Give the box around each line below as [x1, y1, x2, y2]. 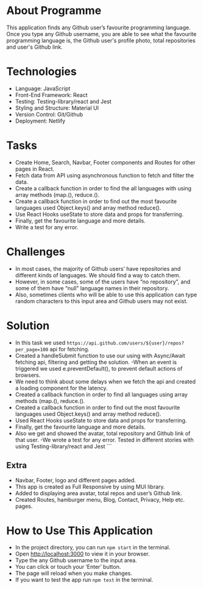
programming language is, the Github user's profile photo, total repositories [6, 37, 196, 44]
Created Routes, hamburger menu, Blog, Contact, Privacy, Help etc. [15, 496, 185, 503]
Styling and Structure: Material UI [15, 104, 99, 112]
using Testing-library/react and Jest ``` [15, 443, 112, 450]
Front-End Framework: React [15, 91, 88, 98]
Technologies [6, 65, 77, 79]
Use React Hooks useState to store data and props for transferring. [15, 210, 184, 218]
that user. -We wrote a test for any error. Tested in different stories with [15, 436, 194, 443]
